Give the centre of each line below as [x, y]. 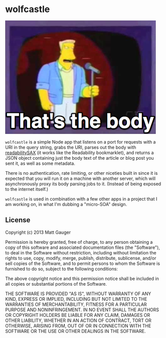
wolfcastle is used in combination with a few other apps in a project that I [81, 199]
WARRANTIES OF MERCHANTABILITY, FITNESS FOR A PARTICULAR [76, 304]
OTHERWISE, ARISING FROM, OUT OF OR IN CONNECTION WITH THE [78, 325]
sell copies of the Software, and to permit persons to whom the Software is [83, 263]
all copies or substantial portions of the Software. [56, 284]
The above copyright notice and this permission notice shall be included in [82, 279]
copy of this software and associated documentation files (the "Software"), [83, 247]
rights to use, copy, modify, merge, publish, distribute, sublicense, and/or [81, 258]
